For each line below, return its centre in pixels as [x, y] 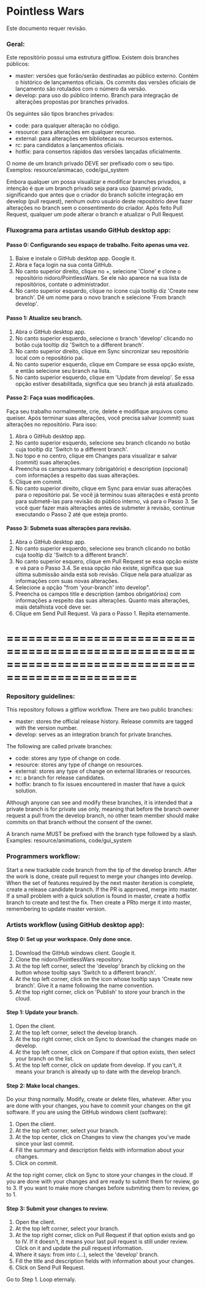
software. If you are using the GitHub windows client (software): [87, 1112]
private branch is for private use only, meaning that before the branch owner [103, 809]
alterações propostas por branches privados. [72, 102]
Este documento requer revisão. [47, 28]
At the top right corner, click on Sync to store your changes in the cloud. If [100, 1175]
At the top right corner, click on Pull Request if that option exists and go [105, 1235]
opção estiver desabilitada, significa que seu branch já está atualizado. [105, 383]
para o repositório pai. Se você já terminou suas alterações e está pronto [107, 495]
